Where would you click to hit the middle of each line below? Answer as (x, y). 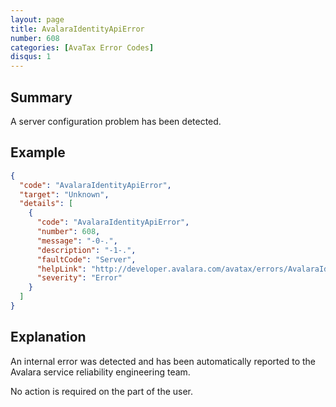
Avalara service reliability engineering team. (100, 372)
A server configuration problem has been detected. (116, 121)
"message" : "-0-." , (77, 241)
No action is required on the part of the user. (102, 391)
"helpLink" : (61, 269)
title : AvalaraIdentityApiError (77, 29)
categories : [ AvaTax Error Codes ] (82, 47)
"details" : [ (46, 204)
